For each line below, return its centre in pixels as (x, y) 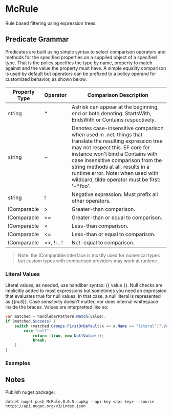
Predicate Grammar (37, 39)
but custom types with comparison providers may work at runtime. (88, 261)
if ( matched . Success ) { (31, 321)
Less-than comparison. (100, 226)
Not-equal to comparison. (103, 242)
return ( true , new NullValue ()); (68, 336)
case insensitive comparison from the (117, 160)
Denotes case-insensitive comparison (117, 128)
